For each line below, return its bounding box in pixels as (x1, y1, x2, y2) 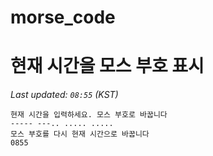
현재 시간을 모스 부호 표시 (10, 55, 205, 78)
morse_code (10, 6, 116, 29)
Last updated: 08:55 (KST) (10, 89, 119, 101)
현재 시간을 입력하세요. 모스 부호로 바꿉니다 (10, 110, 168, 120)
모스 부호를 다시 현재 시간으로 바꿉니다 (10, 129, 150, 140)
